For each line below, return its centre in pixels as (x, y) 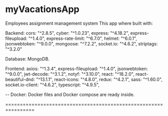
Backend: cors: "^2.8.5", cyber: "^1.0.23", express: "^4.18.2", (67, 33)
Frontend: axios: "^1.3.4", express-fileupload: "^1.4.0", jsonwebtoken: (76, 69)
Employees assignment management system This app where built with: (79, 23)
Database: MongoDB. (27, 59)
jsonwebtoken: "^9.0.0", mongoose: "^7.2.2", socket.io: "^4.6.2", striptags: (81, 43)
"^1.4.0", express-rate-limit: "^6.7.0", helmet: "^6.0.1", (83, 38)
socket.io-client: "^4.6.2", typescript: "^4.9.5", (52, 85)
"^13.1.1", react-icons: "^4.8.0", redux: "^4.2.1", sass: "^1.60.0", (99, 79)
